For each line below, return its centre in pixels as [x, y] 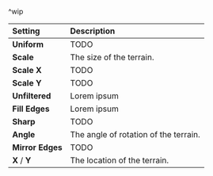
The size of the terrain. [112, 57]
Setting [26, 31]
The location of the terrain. [120, 160]
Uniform [28, 44]
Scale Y [27, 83]
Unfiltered [32, 96]
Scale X [27, 70]
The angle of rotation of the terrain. [135, 134]
